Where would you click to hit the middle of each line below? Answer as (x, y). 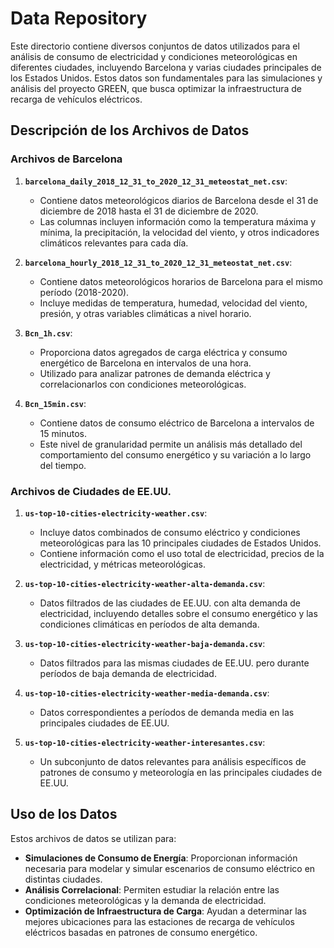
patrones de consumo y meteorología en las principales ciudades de (181, 772)
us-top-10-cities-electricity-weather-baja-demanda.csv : (145, 643)
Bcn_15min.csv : (55, 403)
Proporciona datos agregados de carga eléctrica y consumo (163, 352)
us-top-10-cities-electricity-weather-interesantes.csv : (145, 742)
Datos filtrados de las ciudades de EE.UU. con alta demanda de (170, 603)
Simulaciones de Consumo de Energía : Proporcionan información (161, 858)
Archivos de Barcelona (66, 159)
